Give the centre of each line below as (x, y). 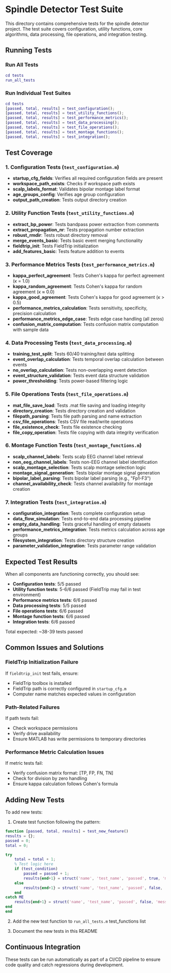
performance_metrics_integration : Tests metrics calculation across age (89, 530)
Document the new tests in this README (55, 931)
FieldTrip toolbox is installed (42, 683)
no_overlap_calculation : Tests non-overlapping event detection (80, 370)
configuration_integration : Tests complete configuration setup (79, 513)
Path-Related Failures (33, 707)
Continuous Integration (43, 947)
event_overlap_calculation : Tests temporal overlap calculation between (88, 359)
